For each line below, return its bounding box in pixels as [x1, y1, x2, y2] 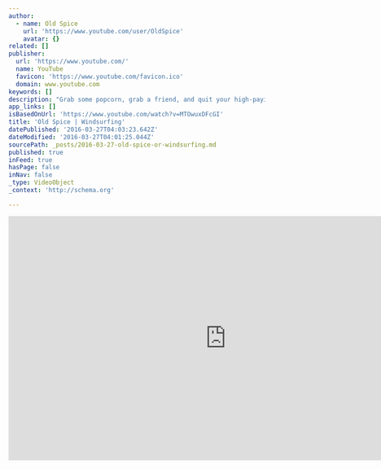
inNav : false [8, 171, 53, 179]
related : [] [8, 42, 49, 50]
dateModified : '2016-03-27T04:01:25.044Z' [8, 133, 155, 141]
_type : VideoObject [8, 178, 75, 187]
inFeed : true [8, 156, 53, 164]
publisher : [8, 50, 46, 58]
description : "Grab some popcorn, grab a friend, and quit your [8, 95, 231, 103]
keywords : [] [8, 87, 53, 96]
